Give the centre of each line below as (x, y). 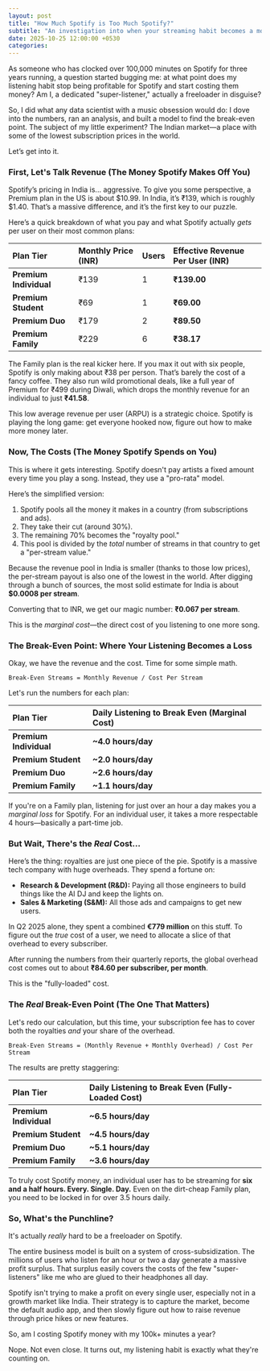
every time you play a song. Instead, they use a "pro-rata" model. (117, 478)
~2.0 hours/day (123, 760)
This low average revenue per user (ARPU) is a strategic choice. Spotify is (131, 414)
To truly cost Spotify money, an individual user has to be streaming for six (131, 1180)
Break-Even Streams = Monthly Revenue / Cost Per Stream (106, 678)
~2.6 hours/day (123, 773)
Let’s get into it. (34, 152)
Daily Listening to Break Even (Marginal (169, 713)
